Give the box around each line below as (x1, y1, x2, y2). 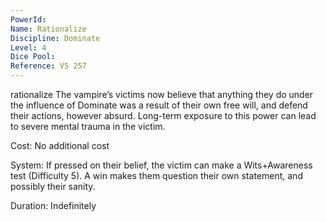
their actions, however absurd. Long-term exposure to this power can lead (10, 110, 317, 121)
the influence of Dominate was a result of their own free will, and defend (10, 99, 308, 111)
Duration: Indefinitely (10, 200, 97, 211)
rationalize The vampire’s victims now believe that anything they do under (10, 89, 314, 100)
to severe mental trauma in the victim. (10, 121, 166, 132)
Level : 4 (10, 42, 47, 53)
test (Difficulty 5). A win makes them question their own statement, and (10, 170, 303, 181)
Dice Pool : (10, 52, 56, 62)
